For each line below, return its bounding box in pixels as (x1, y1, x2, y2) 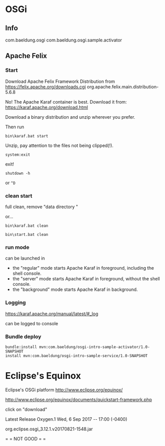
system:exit (5, 152, 30, 157)
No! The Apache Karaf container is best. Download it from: (5, 98, 127, 105)
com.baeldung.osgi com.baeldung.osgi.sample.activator (5, 37, 122, 43)
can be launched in (5, 255, 45, 261)
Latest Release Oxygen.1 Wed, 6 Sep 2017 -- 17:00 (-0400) (5, 416, 128, 422)
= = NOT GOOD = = (5, 435, 46, 441)
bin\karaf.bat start (5, 133, 49, 138)
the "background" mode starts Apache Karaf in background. (12, 286, 138, 292)
